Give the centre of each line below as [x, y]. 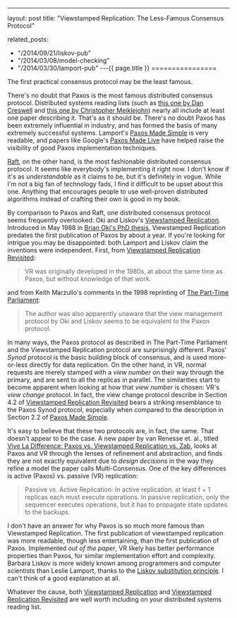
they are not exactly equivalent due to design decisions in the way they [110, 461]
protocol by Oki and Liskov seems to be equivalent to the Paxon [117, 321]
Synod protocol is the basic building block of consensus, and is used [107, 357]
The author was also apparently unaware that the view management [123, 314]
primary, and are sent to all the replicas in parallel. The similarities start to [114, 380]
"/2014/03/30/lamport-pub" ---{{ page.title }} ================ [117, 68]
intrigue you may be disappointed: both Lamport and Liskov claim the [108, 243]
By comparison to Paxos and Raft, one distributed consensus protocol [109, 213]
